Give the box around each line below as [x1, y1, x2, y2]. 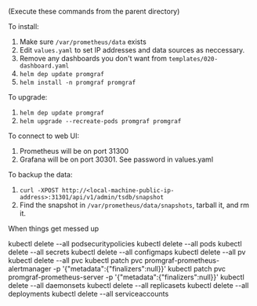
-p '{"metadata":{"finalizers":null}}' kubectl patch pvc [52, 264, 226, 273]
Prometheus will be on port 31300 [19, 147, 129, 155]
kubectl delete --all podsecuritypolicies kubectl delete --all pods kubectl [8, 239, 242, 248]
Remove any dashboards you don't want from [19, 54, 167, 63]
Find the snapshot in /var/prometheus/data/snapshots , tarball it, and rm [19, 200, 249, 209]
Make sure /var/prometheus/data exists [19, 37, 147, 46]
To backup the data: [8, 170, 73, 179]
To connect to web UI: [8, 131, 80, 140]
